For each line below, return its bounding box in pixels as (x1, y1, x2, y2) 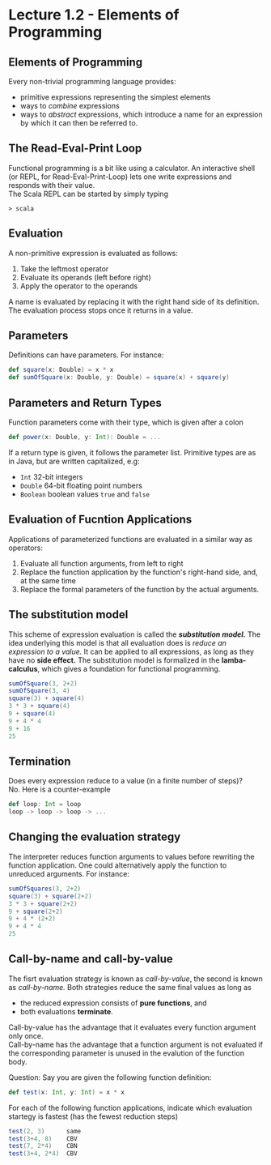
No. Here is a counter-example (8, 784, 111, 795)
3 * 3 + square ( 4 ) (8, 702, 70, 711)
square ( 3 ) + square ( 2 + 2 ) (8, 892, 92, 900)
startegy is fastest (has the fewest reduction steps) (8, 1112, 179, 1121)
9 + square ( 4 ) (8, 710, 57, 718)
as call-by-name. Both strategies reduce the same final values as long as (8, 982, 252, 992)
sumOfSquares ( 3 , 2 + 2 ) (8, 885, 82, 893)
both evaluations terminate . (19, 1006, 113, 1016)
